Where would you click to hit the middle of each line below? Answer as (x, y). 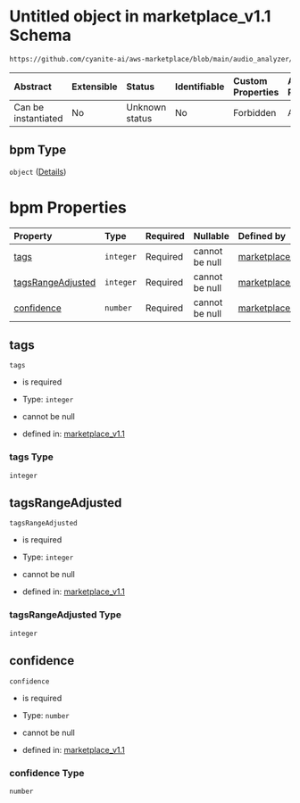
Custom (250, 80)
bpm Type (38, 150)
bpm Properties (68, 207)
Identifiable (200, 87)
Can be (29, 107)
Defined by (262, 236)
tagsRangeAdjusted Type (66, 615)
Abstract (33, 87)
